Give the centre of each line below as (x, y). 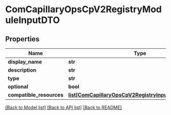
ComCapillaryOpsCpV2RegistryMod (83, 9)
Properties (22, 39)
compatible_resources (36, 95)
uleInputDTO (33, 20)
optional (18, 87)
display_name (25, 62)
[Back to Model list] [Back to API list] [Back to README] (64, 107)
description (22, 70)
